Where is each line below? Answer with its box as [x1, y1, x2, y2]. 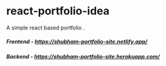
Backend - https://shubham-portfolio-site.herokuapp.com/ [6, 53, 160, 60]
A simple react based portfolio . [6, 24, 85, 31]
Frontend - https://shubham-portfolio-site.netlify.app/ [6, 38, 148, 45]
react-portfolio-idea [6, 4, 110, 18]
